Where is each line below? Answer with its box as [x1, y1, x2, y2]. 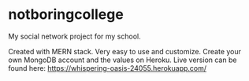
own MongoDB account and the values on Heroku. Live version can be [8, 55, 237, 64]
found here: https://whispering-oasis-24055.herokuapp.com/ [8, 63, 207, 72]
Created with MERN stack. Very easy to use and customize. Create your [8, 46, 242, 56]
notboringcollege [8, 6, 124, 24]
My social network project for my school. [8, 31, 142, 41]
